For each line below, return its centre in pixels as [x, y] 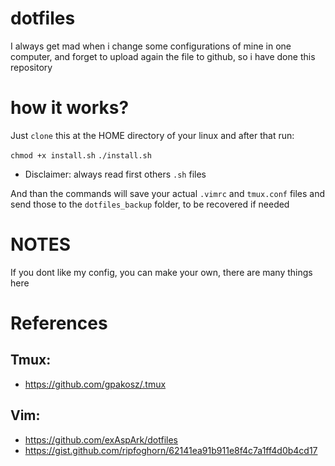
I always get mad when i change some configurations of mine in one [151, 46]
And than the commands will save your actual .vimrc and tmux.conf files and [168, 193]
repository [31, 67]
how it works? [70, 108]
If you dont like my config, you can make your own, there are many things [161, 272]
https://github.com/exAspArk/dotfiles [101, 439]
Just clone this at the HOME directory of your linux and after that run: [152, 135]
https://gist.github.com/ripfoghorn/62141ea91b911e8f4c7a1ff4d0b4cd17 [171, 450]
